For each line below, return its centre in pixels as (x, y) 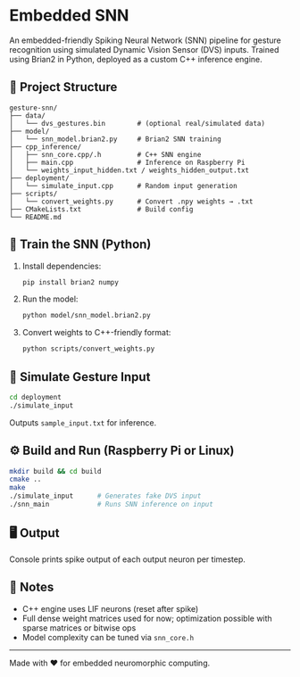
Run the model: (50, 299)
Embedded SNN (69, 16)
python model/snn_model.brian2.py (86, 316)
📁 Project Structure (63, 87)
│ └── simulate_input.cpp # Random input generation (124, 186)
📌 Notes (32, 587)
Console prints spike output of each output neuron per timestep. (127, 559)
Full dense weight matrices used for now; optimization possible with (147, 618)
